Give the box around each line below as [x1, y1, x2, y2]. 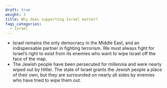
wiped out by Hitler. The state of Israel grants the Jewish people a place [12, 66, 162, 73]
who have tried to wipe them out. [12, 77, 82, 83]
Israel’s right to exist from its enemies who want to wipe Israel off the [12, 51, 156, 57]
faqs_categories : [5, 21, 42, 27]
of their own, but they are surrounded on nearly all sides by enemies [12, 72, 155, 78]
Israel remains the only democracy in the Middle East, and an [12, 40, 140, 46]
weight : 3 [5, 12, 26, 17]
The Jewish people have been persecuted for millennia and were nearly [12, 61, 162, 67]
